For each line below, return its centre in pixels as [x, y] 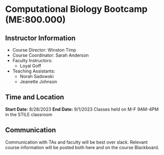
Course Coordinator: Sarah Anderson [50, 55]
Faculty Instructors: [32, 60]
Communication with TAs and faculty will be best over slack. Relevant [77, 142]
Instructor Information [40, 38]
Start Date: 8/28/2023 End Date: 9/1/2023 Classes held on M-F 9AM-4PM [82, 109]
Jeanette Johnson [38, 81]
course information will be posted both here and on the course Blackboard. [82, 147]
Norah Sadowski [37, 76]
